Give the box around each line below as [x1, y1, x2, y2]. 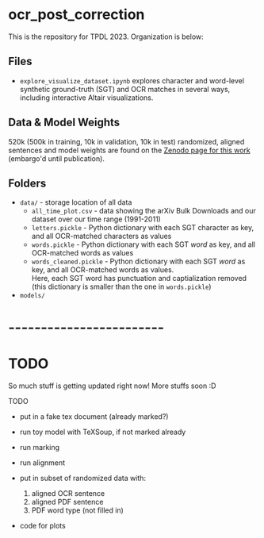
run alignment [19, 458, 66, 467]
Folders [8, 176, 47, 190]
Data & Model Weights [8, 116, 121, 129]
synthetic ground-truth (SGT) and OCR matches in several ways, [19, 84, 231, 94]
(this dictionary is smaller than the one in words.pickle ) [31, 282, 212, 291]
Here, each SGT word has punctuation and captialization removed [31, 274, 247, 283]
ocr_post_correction [8, 6, 145, 24]
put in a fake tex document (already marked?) [19, 411, 169, 421]
